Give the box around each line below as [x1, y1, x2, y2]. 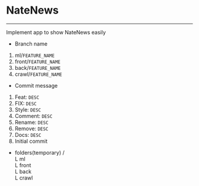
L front [14, 161, 31, 169]
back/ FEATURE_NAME [14, 64, 61, 71]
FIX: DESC [14, 100, 37, 107]
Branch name [14, 40, 48, 47]
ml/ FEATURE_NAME [14, 52, 55, 59]
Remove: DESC [14, 125, 49, 132]
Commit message [14, 82, 58, 89]
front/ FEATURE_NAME [14, 57, 61, 65]
